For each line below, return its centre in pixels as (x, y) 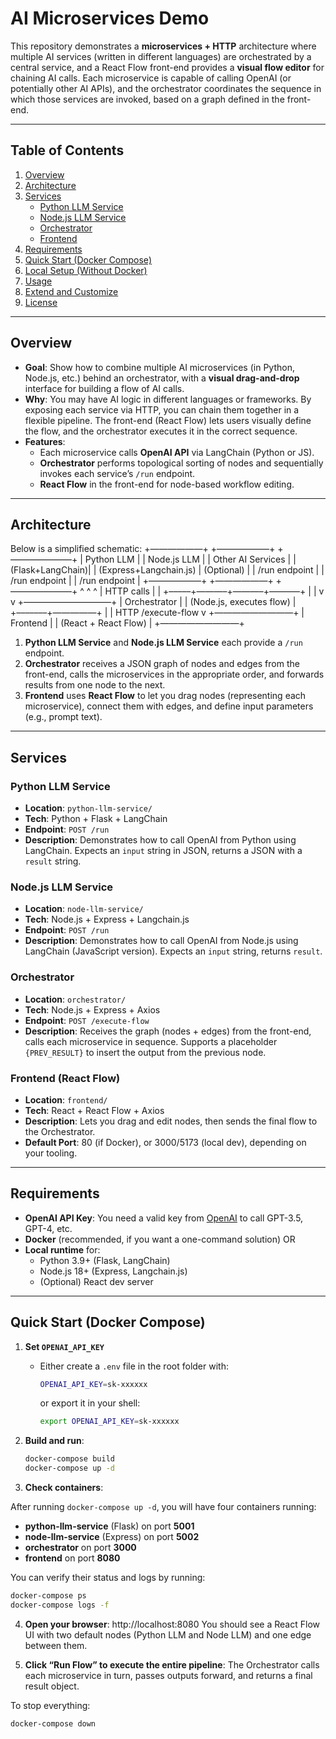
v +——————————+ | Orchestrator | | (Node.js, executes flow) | (153, 602)
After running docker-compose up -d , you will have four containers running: (163, 1507)
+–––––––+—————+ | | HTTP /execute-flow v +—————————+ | (157, 613)
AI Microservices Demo (110, 18)
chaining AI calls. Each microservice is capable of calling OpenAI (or (151, 78)
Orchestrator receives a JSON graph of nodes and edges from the (162, 664)
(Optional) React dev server (96, 1281)
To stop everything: (50, 1705)
